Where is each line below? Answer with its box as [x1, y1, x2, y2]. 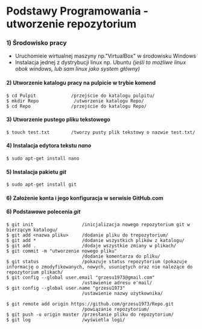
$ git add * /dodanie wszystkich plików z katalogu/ [6, 238, 185, 244]
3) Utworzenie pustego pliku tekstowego [6, 116, 110, 123]
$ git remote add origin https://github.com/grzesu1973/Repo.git [6, 301, 174, 307]
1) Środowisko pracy [6, 39, 68, 47]
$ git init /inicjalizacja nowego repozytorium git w [6, 222, 190, 228]
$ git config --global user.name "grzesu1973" [6, 285, 125, 292]
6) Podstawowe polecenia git [6, 208, 81, 215]
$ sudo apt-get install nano [6, 155, 80, 161]
